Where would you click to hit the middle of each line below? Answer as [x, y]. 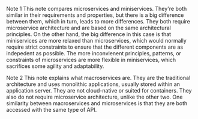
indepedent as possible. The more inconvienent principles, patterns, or [94, 53]
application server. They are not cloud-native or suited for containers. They [99, 90]
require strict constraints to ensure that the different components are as [95, 47]
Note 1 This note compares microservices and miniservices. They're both [97, 9]
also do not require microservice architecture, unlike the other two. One [94, 97]
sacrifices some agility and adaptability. [55, 66]
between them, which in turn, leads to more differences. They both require [98, 21]
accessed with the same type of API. [52, 110]
